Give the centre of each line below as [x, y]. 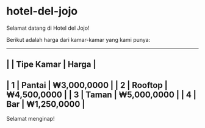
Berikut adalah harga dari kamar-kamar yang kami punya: [78, 39]
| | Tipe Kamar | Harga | [51, 65]
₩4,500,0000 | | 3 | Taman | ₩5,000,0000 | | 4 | [101, 94]
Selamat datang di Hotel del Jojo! [48, 28]
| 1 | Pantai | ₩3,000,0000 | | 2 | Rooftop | [87, 85]
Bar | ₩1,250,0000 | [46, 104]
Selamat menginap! [31, 119]
